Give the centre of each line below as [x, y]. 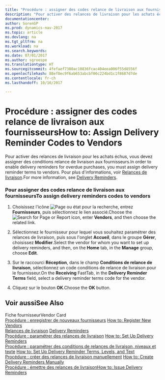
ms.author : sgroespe [26, 60]
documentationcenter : [27, 19]
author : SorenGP [22, 23]
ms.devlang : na [21, 37]
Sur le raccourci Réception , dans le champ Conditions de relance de [82, 262]
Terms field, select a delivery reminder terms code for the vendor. [79, 278]
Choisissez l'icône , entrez [73, 206]
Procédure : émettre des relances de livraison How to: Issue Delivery [74, 367]
